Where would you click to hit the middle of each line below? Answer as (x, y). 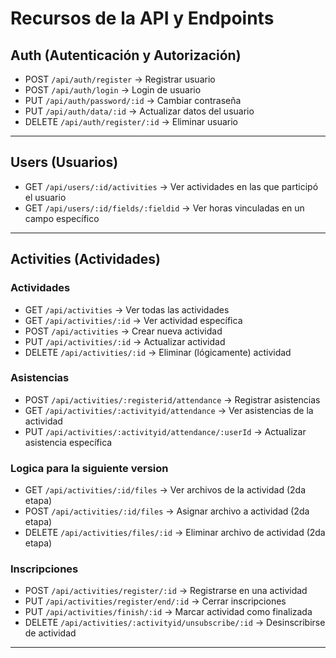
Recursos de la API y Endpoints (142, 18)
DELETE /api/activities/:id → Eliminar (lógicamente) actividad (158, 352)
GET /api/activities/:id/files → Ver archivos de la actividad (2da (165, 490)
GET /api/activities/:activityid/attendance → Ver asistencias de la (169, 410)
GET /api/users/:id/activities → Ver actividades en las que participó (171, 186)
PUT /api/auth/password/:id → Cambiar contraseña (133, 100)
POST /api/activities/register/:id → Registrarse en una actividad (166, 591)
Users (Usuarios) (64, 162)
